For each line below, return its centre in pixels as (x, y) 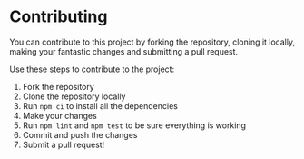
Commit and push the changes (80, 134)
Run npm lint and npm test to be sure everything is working (134, 125)
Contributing (59, 17)
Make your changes (59, 115)
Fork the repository (59, 86)
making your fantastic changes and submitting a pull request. (124, 51)
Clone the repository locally (74, 96)
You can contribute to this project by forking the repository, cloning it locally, (152, 42)
